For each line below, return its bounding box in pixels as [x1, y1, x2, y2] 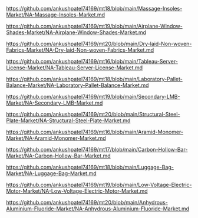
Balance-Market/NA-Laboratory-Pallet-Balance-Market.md [6, 82, 149, 89]
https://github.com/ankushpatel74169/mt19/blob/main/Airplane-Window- [6, 23, 183, 29]
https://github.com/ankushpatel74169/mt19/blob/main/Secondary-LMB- [6, 93, 180, 100]
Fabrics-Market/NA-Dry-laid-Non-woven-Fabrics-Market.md [6, 46, 154, 53]
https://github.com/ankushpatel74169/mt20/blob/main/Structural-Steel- [6, 111, 180, 118]
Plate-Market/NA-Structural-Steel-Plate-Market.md [6, 117, 131, 124]
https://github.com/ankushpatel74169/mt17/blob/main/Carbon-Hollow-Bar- [6, 146, 188, 153]
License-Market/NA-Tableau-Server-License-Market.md [6, 64, 143, 71]
